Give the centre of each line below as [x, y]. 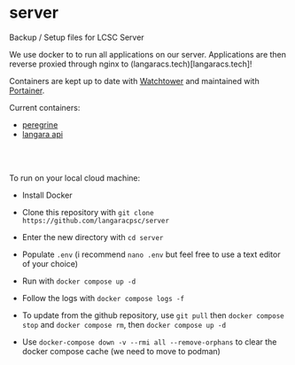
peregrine [40, 124]
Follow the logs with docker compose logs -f [103, 298]
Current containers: [45, 107]
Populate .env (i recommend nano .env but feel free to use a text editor [151, 254]
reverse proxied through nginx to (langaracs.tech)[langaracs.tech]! [131, 64]
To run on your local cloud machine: [75, 178]
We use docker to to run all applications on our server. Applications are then [147, 54]
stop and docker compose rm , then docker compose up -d [124, 324]
